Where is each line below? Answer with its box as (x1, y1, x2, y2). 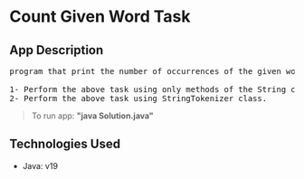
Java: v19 (22, 160, 59, 171)
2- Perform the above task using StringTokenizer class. (9, 93, 268, 103)
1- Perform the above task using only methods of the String (9, 84, 287, 94)
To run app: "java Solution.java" (31, 110, 154, 121)
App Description (9, 42, 104, 58)
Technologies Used (9, 137, 120, 152)
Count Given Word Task (9, 6, 191, 27)
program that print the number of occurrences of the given (9, 66, 282, 76)
